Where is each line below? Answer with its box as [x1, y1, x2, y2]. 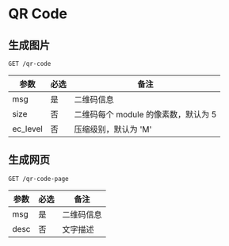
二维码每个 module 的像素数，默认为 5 [74, 109, 217, 120]
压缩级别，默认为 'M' [74, 124, 152, 135]
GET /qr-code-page [8, 175, 69, 183]
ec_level [12, 124, 44, 134]
